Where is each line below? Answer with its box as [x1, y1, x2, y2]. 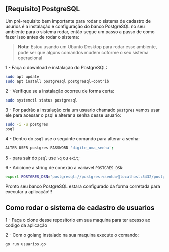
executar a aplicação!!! [5, 188, 52, 194]
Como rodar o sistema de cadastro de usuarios [5, 204, 155, 212]
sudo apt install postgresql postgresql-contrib [5, 79, 109, 84]
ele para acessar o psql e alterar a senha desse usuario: [5, 112, 122, 118]
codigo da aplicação [5, 222, 48, 228]
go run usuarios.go [5, 241, 46, 247]
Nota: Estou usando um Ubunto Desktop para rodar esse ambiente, [17, 43, 157, 50]
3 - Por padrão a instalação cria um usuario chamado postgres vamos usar [5, 107, 160, 113]
